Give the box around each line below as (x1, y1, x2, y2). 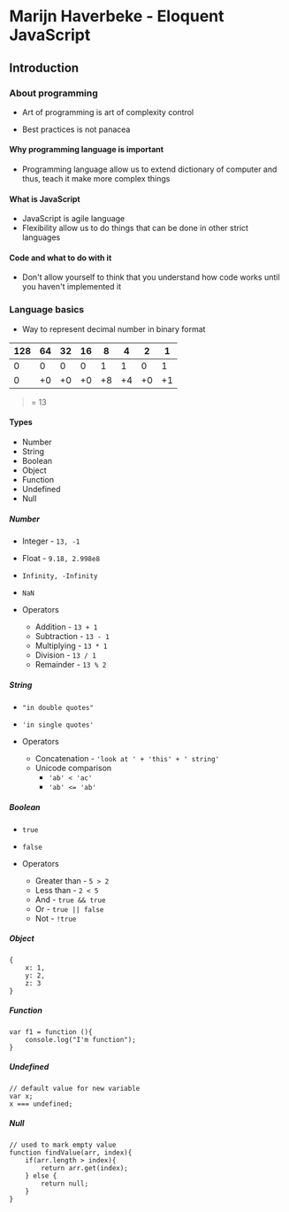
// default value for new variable (9, 1084, 141, 1092)
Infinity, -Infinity (21, 571, 98, 581)
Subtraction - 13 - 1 (34, 630, 110, 641)
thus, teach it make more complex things (21, 174, 171, 184)
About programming (9, 87, 99, 99)
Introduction (9, 60, 80, 75)
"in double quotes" (21, 703, 95, 712)
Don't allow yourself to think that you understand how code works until (21, 272, 280, 282)
